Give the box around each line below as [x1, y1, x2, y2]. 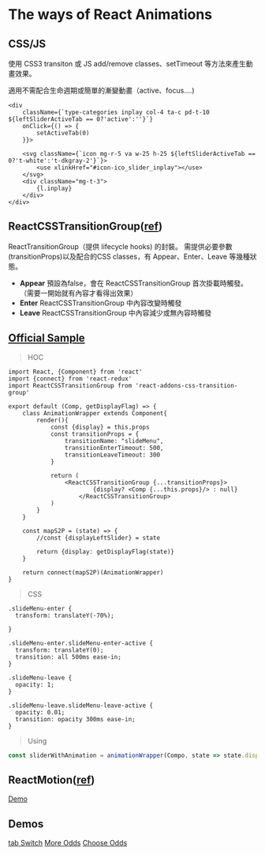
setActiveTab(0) [36, 129, 90, 137]
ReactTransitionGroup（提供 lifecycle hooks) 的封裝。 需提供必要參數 [8, 241, 233, 251]
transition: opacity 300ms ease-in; [15, 715, 136, 723]
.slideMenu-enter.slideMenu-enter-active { [8, 639, 154, 647]
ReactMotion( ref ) [8, 773, 95, 786]
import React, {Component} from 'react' [8, 368, 144, 376]
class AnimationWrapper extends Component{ [22, 409, 168, 417]
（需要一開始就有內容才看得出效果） [19, 288, 138, 297]
